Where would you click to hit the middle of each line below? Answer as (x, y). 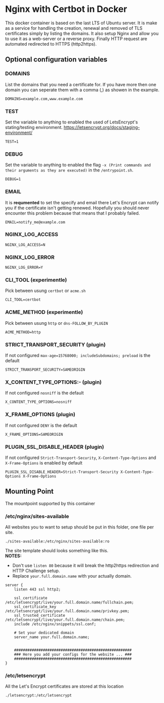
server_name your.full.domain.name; (52, 637)
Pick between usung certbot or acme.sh (45, 291)
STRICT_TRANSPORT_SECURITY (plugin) (55, 345)
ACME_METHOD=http (23, 332)
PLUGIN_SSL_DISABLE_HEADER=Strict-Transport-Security (62, 472)
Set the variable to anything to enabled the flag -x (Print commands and (78, 165)
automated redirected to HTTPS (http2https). (51, 44)
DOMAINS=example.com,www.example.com (44, 99)
